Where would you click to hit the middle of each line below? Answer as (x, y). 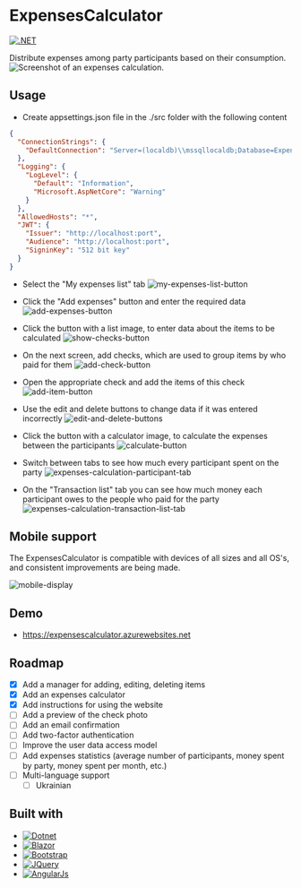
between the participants (69, 445)
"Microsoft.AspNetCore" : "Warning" (99, 192)
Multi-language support (66, 775)
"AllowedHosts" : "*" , (58, 217)
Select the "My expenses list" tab (84, 284)
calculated (41, 338)
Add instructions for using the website (93, 705)
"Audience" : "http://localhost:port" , (98, 242)
